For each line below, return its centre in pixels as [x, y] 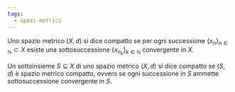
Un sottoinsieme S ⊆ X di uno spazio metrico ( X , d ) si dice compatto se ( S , [116, 66]
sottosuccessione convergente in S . [60, 81]
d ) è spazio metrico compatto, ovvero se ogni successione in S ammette [113, 74]
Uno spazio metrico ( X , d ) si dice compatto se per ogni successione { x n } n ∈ [118, 41]
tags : [15, 14]
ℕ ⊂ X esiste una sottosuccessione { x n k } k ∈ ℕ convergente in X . [101, 51]
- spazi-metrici [38, 21]
